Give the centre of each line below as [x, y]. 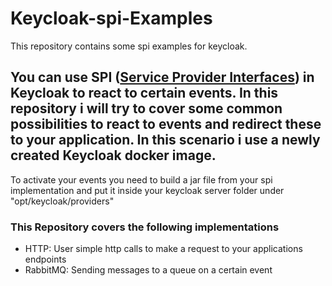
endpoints [45, 259]
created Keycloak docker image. [113, 155]
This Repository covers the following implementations [145, 227]
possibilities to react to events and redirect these [166, 124]
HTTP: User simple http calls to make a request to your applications [163, 249]
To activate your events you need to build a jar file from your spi [141, 179]
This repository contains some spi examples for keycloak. [129, 46]
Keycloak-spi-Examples [111, 18]
